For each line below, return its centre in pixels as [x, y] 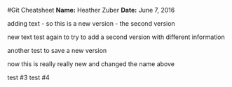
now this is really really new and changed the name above [91, 64]
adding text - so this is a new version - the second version [91, 23]
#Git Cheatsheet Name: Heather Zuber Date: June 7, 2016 [91, 10]
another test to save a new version [57, 50]
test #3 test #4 [29, 77]
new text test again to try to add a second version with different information [116, 37]
